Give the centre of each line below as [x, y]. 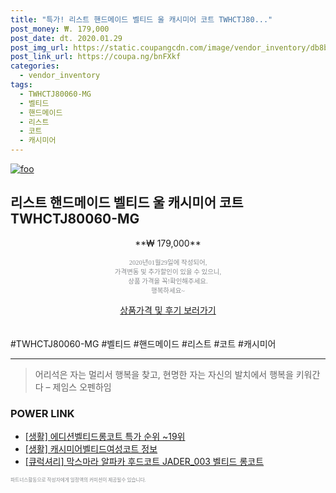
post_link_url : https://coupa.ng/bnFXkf [96, 57]
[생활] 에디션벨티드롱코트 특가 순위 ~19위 [105, 437]
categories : [35, 66]
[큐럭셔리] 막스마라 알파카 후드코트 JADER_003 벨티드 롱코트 [144, 462]
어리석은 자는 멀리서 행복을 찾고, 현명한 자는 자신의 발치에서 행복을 [164, 374]
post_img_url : [40, 47]
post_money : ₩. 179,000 [60, 29]
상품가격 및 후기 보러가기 [168, 310]
